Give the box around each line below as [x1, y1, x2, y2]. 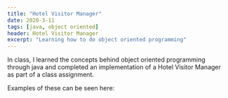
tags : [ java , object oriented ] [7, 23, 99, 30]
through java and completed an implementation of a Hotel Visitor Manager [7, 63, 221, 71]
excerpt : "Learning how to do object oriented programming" [7, 36, 187, 43]
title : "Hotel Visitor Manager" [7, 10, 102, 17]
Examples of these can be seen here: [7, 84, 115, 92]
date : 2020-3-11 [7, 17, 55, 24]
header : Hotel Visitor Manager [7, 29, 99, 37]
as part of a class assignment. [7, 71, 95, 79]
